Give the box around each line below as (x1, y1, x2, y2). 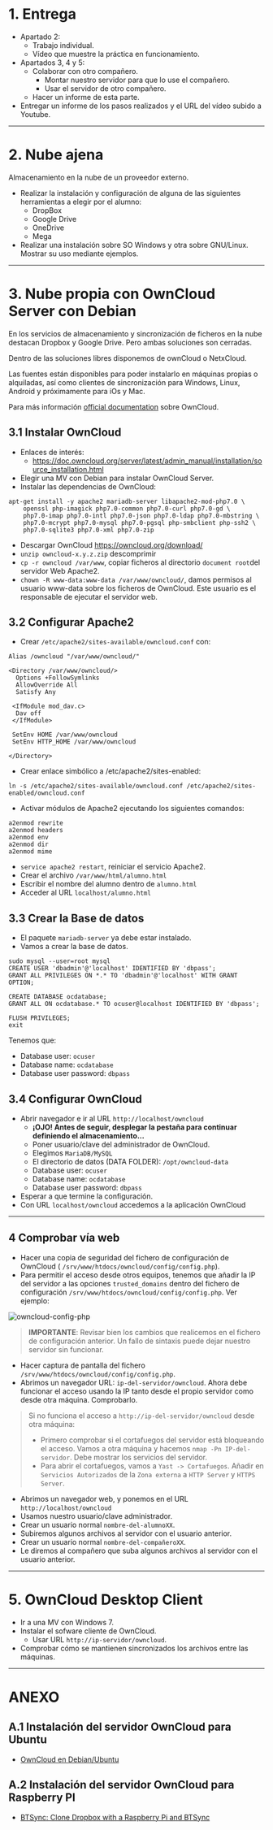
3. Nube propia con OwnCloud (8, 285, 216, 303)
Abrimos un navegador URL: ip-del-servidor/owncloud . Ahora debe (19, 1377, 248, 1387)
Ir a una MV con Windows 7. (19, 1617, 114, 1627)
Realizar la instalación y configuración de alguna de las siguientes (19, 188, 241, 197)
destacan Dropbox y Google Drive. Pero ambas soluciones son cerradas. (8, 337, 252, 347)
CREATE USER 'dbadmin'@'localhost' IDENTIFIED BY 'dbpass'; (8, 965, 217, 973)
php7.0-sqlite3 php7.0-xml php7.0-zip (23, 526, 154, 534)
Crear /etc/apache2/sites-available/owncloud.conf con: (19, 637, 211, 647)
